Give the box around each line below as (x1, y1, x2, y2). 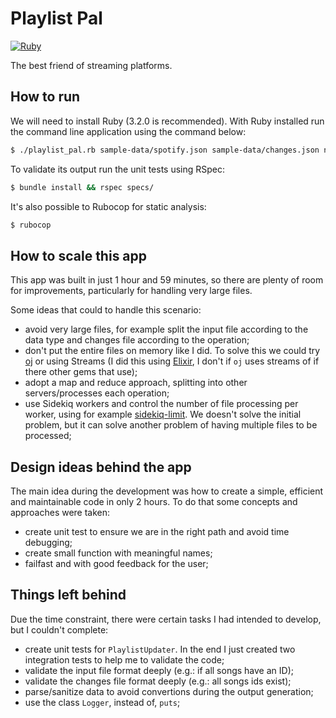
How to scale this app (10, 247, 148, 264)
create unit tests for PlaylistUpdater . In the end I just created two (24, 643, 296, 655)
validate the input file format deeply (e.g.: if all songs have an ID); (24, 664, 294, 676)
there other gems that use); (24, 366, 138, 378)
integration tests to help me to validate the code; (24, 653, 225, 666)
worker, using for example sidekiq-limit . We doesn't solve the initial (24, 408, 302, 421)
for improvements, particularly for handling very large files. (10, 285, 253, 297)
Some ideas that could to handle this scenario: (10, 304, 202, 316)
